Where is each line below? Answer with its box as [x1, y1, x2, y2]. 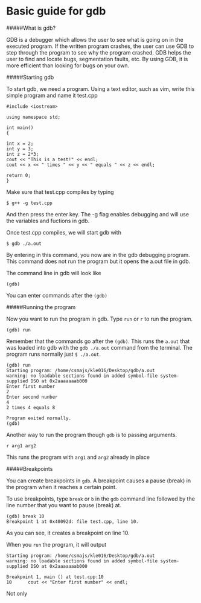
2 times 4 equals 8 [6, 404, 56, 410]
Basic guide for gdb [6, 4, 106, 18]
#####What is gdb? [6, 24, 56, 32]
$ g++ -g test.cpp [6, 200, 53, 206]
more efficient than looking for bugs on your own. [6, 62, 130, 69]
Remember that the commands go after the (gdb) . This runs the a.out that [6, 338, 190, 345]
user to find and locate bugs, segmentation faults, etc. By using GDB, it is [6, 55, 188, 62]
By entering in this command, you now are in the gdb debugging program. [6, 251, 190, 258]
